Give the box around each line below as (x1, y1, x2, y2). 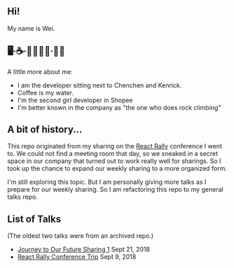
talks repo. (7, 192, 39, 202)
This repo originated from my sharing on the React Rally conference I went (7, 142, 222, 150)
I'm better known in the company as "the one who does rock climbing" (17, 103, 221, 111)
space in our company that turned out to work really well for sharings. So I (7, 157, 221, 165)
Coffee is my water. (17, 88, 74, 97)
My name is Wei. (7, 24, 55, 32)
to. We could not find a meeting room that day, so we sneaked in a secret (7, 150, 219, 158)
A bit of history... (7, 124, 83, 136)
